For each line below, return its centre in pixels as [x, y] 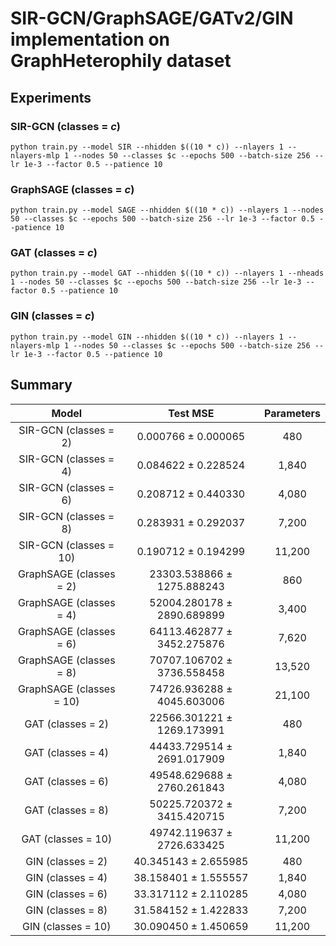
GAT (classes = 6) [66, 781]
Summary [41, 385]
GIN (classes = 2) [66, 861]
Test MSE [191, 413]
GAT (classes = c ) [54, 253]
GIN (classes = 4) [66, 877]
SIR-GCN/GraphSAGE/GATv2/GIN [152, 18]
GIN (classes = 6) [66, 894]
